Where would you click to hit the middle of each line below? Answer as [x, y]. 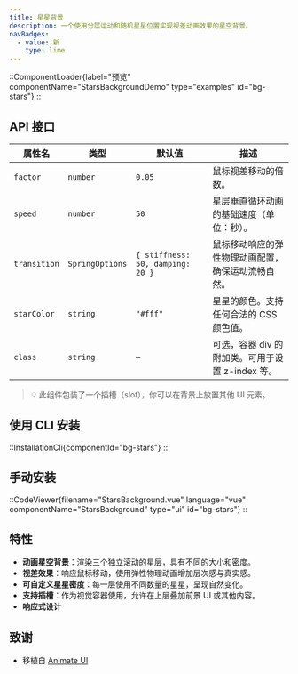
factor [27, 177]
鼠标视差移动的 [243, 171]
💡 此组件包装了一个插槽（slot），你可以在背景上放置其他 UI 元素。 [150, 394]
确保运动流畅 [239, 270]
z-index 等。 [250, 371]
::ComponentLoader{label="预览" [70, 77]
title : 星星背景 [36, 17]
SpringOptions [98, 264]
